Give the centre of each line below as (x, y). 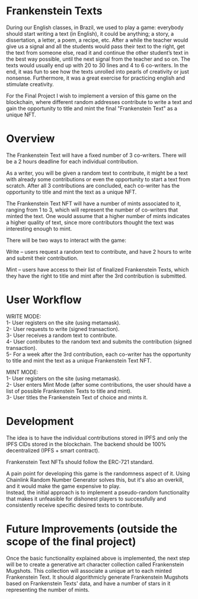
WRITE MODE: (24, 316)
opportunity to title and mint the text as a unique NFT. (71, 192)
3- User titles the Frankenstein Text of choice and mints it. (77, 397)
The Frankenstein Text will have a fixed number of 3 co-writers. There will (96, 155)
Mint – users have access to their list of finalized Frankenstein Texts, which (98, 269)
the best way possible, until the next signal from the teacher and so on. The (98, 59)
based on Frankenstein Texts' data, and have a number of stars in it (88, 583)
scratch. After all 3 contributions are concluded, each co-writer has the (93, 185)
